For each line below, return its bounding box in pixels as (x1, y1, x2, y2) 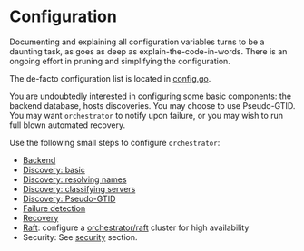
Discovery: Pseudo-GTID (22, 193, 116, 204)
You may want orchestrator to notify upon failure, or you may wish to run (9, 110, 284, 121)
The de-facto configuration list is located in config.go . (9, 72, 211, 83)
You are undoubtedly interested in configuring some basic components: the (9, 91, 292, 101)
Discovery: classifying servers (22, 183, 136, 194)
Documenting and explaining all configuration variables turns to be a (9, 36, 265, 47)
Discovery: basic (22, 164, 86, 175)
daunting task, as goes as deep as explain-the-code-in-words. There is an (9, 45, 288, 56)
